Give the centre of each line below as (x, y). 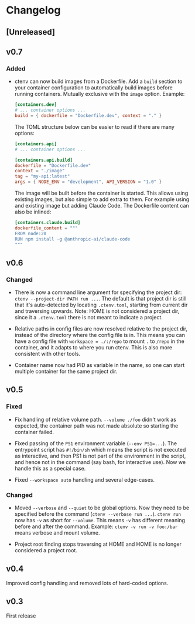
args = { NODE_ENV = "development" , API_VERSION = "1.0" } (88, 182)
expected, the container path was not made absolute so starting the (96, 426)
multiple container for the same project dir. (66, 372)
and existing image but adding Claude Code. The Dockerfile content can (102, 206)
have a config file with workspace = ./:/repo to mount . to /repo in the (99, 341)
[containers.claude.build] (47, 223)
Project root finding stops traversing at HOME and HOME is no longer (98, 544)
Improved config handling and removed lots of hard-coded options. (87, 583)
